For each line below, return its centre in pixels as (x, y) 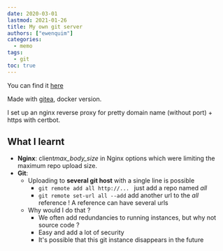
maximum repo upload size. (57, 166)
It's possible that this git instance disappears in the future (121, 240)
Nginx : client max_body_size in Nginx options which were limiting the (116, 158)
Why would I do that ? (59, 211)
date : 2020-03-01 (33, 14)
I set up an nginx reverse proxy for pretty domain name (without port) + (110, 112)
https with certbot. (34, 120)
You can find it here (36, 85)
